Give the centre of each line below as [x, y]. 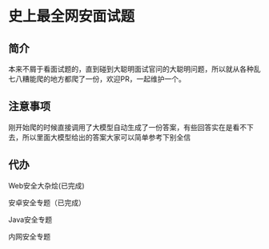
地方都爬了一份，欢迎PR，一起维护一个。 [118, 79]
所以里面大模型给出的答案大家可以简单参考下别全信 [106, 137]
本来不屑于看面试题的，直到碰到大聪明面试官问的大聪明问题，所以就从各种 [131, 69]
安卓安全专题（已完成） [47, 202]
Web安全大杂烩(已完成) [47, 185]
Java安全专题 [30, 219]
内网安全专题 [29, 236]
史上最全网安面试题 [72, 16]
